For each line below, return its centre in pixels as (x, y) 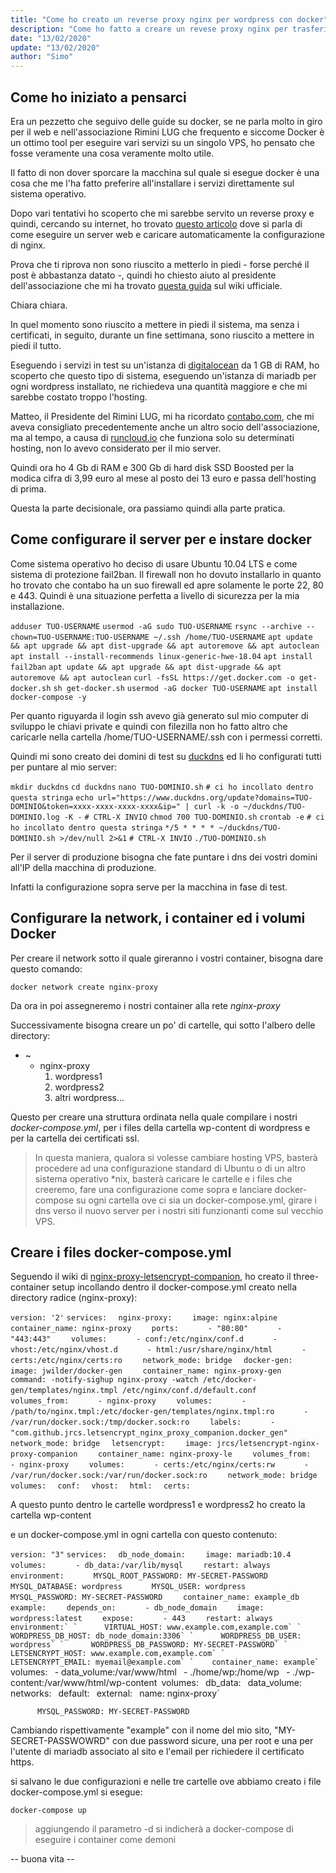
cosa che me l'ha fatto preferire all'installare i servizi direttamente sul (152, 183)
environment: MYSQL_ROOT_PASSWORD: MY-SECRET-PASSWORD (139, 1576)
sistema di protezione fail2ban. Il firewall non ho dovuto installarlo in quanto (166, 574)
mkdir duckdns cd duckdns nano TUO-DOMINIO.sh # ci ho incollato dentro (162, 787)
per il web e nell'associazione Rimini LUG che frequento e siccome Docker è (167, 132)
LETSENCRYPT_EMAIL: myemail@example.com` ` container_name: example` (165, 1662)
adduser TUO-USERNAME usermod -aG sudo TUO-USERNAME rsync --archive (156, 626)
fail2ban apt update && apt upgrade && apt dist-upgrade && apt (146, 667)
